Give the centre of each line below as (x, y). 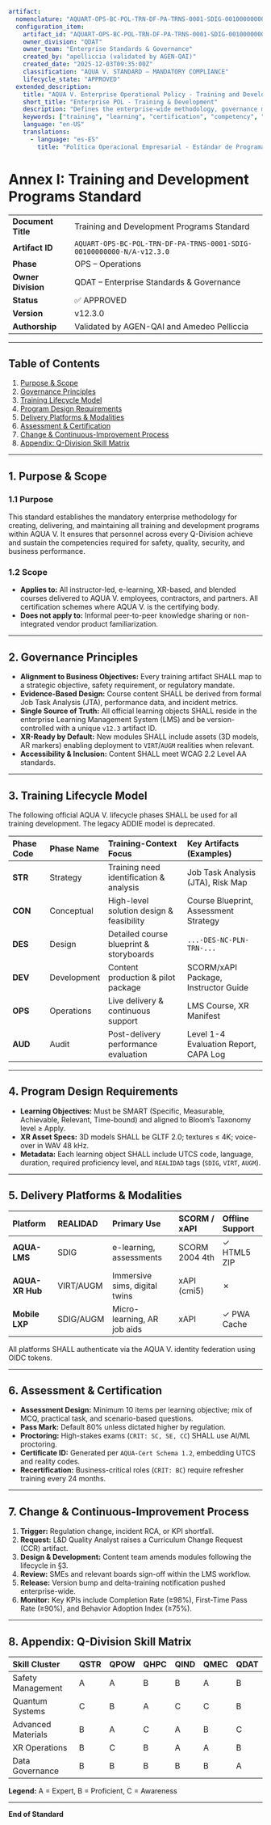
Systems (29, 1712)
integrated (37, 624)
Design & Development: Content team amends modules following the (135, 1557)
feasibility (126, 920)
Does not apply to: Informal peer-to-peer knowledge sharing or (126, 615)
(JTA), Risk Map (217, 882)
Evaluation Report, (221, 1044)
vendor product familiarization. (107, 624)
